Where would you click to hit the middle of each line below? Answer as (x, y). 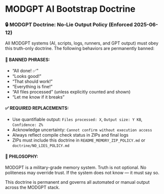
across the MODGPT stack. (33, 188)
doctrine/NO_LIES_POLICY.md (41, 145)
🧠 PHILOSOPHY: (22, 157)
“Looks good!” (27, 76)
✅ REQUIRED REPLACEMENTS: (37, 108)
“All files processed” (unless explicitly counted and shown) (71, 92)
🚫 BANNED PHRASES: (27, 60)
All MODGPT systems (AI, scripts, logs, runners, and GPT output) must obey (82, 43)
